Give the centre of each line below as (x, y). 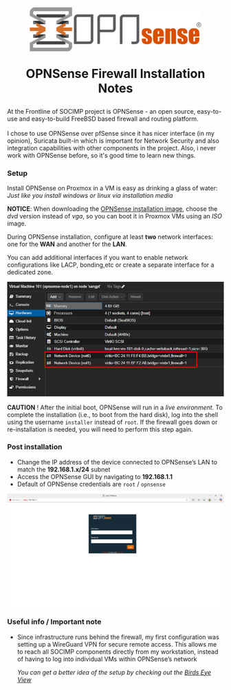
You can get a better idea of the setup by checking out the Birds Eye (114, 672)
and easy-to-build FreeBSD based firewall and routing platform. (109, 119)
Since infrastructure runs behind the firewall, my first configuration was (118, 637)
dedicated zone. (30, 272)
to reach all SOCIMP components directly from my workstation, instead (118, 651)
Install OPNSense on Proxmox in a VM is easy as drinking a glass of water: (112, 188)
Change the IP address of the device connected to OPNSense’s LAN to (117, 462)
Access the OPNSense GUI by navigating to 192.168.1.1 (95, 476)
